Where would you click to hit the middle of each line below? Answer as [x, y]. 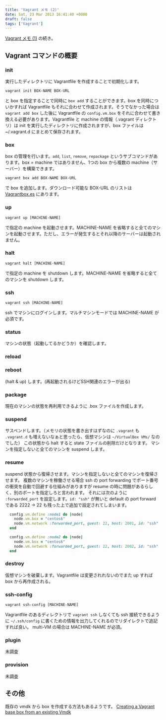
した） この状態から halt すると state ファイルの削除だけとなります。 [80, 443]
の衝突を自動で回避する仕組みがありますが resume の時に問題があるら [77, 486]
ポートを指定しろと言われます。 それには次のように [75, 493]
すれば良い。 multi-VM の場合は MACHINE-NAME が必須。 [65, 627]
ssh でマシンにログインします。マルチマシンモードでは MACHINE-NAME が [82, 313]
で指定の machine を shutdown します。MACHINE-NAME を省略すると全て [81, 273]
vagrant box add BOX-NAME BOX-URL [41, 178]
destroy [15, 564]
